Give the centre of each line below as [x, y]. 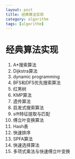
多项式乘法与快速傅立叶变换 [41, 151]
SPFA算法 [23, 139]
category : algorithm [27, 19]
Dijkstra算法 [25, 71]
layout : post [19, 10]
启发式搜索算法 [28, 107]
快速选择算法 [26, 145]
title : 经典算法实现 [25, 14]
